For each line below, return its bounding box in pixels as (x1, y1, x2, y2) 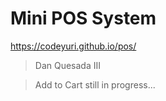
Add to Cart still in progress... (34, 78, 156, 91)
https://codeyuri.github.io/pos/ (10, 40, 137, 52)
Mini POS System (10, 7, 157, 30)
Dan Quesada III (34, 59, 102, 71)
